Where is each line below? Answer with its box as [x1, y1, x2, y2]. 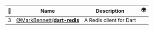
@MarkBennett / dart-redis [16, 17, 80, 24]
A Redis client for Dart [84, 17, 136, 24]
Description [95, 7, 125, 14]
